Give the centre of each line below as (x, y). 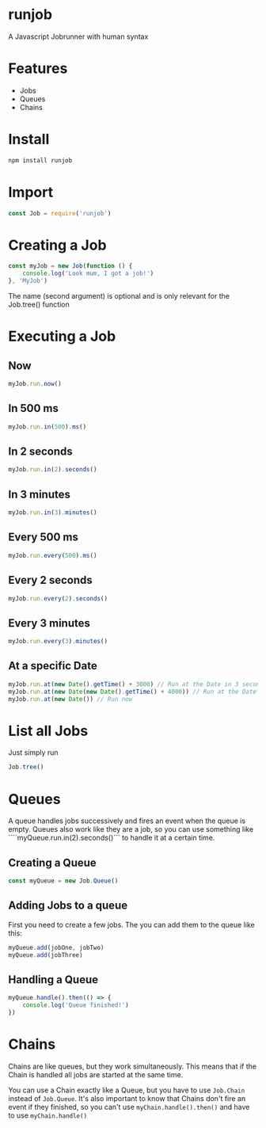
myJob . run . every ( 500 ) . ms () (53, 555)
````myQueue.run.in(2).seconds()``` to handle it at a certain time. (112, 838)
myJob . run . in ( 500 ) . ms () (47, 427)
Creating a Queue (52, 862)
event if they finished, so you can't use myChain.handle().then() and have (129, 1107)
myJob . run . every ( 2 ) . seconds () (58, 598)
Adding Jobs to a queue (68, 906)
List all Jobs (48, 731)
